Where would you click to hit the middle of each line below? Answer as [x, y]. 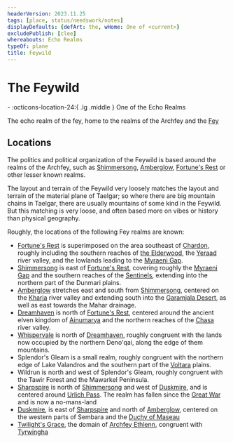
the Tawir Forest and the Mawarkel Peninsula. [83, 379]
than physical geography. [44, 218]
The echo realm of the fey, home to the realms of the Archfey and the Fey [113, 121]
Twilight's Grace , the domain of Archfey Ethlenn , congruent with [110, 424]
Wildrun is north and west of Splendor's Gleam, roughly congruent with [120, 372]
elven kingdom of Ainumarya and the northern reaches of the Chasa [116, 319]
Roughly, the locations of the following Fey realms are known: [96, 232]
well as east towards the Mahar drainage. [77, 305]
